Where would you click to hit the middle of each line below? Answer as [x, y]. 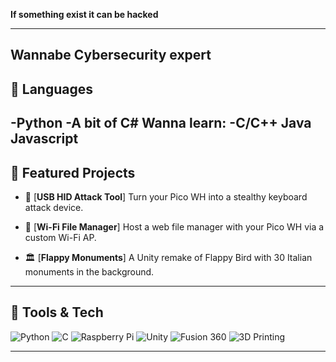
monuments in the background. [89, 271]
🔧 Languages [51, 89]
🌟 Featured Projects [73, 172]
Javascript [44, 139]
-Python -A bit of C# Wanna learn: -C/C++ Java [161, 123]
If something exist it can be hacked [84, 14]
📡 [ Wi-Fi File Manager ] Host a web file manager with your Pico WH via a [174, 226]
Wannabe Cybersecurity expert [111, 55]
